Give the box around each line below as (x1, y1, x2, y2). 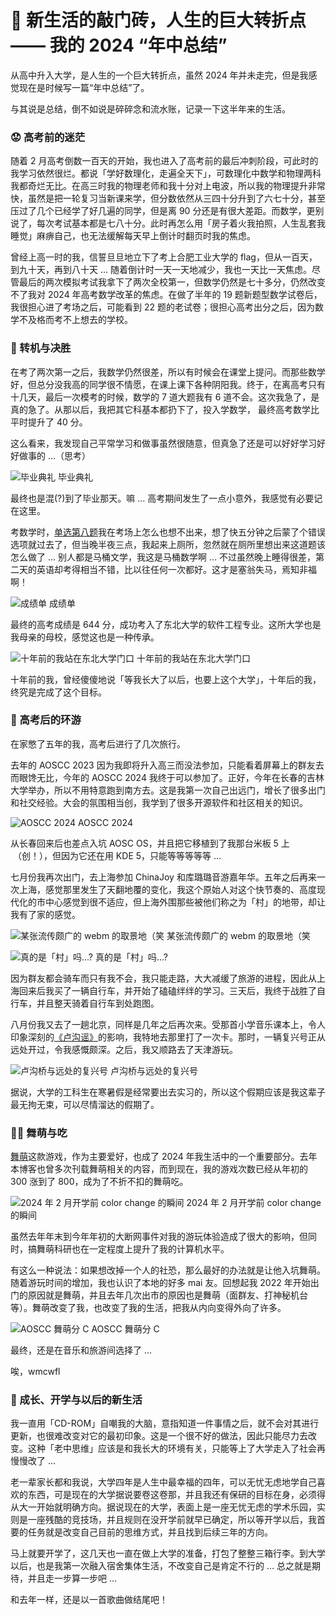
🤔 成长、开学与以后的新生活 (10, 1393, 143, 1407)
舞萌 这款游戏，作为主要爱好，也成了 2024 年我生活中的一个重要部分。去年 (10, 1151, 318, 1163)
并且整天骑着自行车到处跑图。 (36, 997, 160, 1009)
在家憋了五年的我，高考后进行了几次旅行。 (10, 737, 186, 750)
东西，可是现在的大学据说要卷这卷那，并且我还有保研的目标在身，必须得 (27, 1489, 326, 1501)
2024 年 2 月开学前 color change (186, 1197, 322, 1209)
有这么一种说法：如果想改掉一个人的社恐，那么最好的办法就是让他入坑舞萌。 (10, 1264, 326, 1276)
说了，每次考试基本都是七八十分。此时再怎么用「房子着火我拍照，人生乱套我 (10, 217, 326, 230)
